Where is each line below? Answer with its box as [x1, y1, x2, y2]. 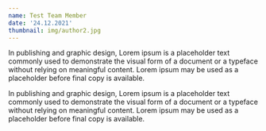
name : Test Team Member [8, 11, 87, 20]
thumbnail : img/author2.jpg [8, 26, 102, 34]
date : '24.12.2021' [8, 19, 73, 27]
